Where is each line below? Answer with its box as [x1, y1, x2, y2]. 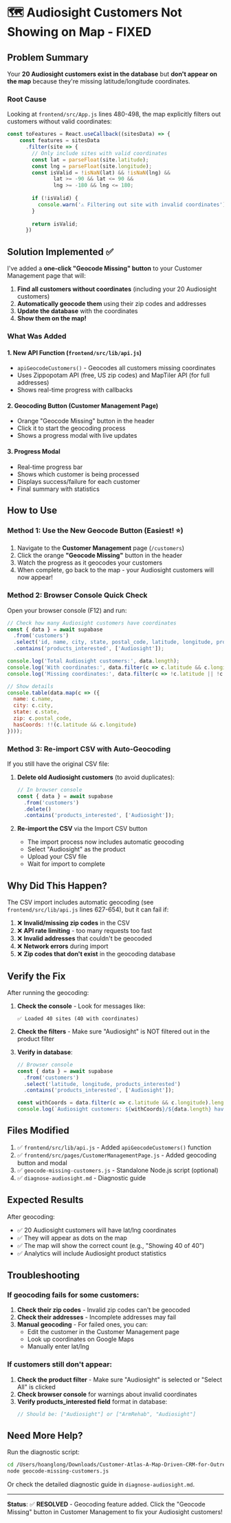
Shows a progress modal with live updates [16, 432, 137, 440]
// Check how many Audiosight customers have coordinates [7, 619, 177, 627]
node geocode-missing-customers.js [7, 1468, 109, 1475]
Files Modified [7, 1124, 70, 1137]
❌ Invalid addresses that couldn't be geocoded [16, 934, 153, 942]
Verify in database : [16, 1048, 74, 1056]
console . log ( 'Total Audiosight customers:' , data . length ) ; [7, 658, 180, 665]
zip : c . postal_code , [13, 715, 72, 722]
